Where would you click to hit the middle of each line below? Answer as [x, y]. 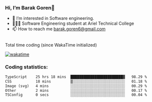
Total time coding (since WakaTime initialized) [51, 45]
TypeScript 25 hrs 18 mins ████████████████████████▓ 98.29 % [76, 77]
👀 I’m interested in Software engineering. [53, 18]
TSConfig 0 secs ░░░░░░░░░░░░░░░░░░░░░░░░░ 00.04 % [76, 95]
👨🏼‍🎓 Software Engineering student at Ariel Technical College [73, 23]
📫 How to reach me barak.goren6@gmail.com [59, 29]
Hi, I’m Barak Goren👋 [30, 8]
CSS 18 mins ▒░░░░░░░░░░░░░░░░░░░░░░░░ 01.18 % [76, 81]
